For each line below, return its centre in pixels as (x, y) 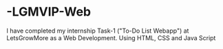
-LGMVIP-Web (49, 12)
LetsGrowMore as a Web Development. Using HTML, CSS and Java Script (111, 37)
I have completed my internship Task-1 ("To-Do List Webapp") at (98, 31)
